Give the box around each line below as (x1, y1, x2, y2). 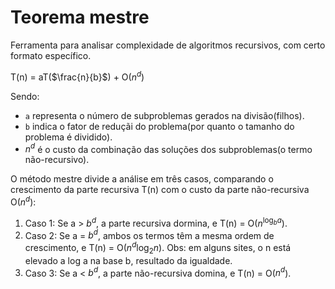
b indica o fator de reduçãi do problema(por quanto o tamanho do (24, 120, 295, 132)
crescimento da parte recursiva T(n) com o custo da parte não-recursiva (10, 184, 310, 196)
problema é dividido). (24, 131, 113, 143)
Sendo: (10, 90, 40, 102)
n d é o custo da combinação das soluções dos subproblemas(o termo (24, 141, 313, 155)
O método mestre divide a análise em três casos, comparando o (10, 173, 274, 185)
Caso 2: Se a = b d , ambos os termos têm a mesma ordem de (24, 227, 275, 241)
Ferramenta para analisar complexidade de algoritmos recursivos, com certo (10, 39, 326, 51)
